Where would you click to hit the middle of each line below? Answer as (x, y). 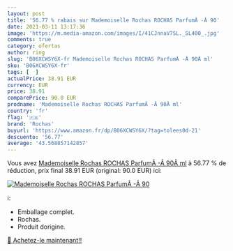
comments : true (29, 40)
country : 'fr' (28, 111)
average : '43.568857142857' (48, 144)
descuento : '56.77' (36, 137)
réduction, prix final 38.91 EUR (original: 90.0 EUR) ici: (84, 171)
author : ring (26, 53)
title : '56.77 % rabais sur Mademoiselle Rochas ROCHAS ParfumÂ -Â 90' (113, 20)
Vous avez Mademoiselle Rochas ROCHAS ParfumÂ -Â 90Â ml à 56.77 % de (117, 163)
